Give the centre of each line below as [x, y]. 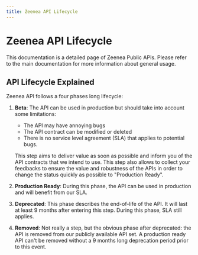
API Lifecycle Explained [50, 82]
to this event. [30, 247]
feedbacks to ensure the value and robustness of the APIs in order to [99, 169]
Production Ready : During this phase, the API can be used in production [103, 186]
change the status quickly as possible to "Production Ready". [89, 175]
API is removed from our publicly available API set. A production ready [100, 234]
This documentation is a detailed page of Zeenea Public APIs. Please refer [97, 57]
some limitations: [35, 114]
